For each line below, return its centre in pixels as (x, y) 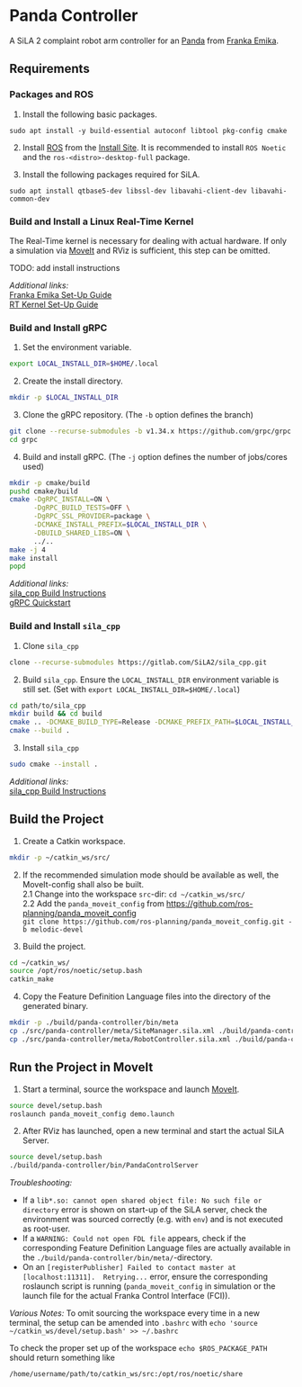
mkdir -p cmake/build (50, 482)
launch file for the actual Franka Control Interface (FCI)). (126, 1296)
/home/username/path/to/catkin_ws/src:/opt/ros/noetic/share (126, 1374)
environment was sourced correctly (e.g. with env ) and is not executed (152, 1220)
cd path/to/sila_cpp (48, 706)
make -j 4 (28, 550)
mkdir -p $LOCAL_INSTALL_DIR (64, 398)
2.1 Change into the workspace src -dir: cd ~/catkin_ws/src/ (133, 894)
